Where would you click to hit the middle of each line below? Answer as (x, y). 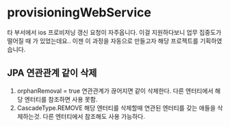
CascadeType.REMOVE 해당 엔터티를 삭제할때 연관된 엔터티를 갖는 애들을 (116, 108)
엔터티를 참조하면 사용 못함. (61, 99)
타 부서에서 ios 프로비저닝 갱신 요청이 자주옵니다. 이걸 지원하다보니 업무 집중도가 (114, 32)
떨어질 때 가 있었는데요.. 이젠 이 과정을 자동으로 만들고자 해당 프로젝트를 (103, 41)
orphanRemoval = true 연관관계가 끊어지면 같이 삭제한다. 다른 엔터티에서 (115, 91)
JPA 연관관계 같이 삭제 (52, 73)
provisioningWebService (79, 13)
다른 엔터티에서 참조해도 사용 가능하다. (94, 116)
